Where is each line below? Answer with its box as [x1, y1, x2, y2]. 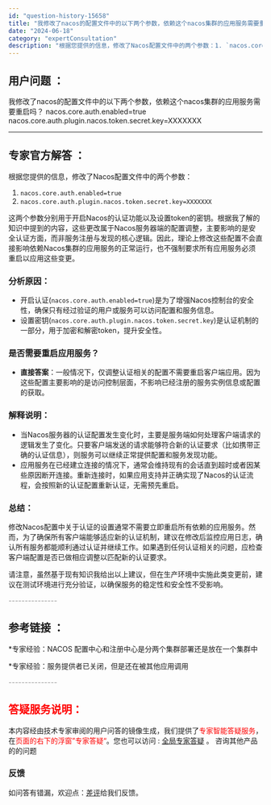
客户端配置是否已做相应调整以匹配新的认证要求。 [8, 552, 171, 561]
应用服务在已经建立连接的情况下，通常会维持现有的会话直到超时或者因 [19, 460, 254, 469]
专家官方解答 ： [8, 148, 85, 162]
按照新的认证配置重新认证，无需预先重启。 [41, 480, 183, 490]
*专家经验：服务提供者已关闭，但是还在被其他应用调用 [8, 661, 190, 670]
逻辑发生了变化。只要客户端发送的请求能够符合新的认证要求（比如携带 [19, 440, 254, 449]
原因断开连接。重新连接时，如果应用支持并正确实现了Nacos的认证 [27, 469, 247, 480]
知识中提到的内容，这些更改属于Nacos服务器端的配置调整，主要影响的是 [8, 223, 249, 232]
